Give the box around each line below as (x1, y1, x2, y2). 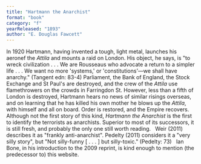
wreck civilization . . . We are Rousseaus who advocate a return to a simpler (6, 61, 195, 68)
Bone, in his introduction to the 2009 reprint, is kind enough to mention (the (6, 145, 195, 152)
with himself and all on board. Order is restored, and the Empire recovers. (6, 106, 189, 113)
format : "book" (6, 15, 45, 21)
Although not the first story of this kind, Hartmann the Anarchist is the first (6, 113, 192, 120)
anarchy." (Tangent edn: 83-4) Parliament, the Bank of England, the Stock (6, 74, 190, 81)
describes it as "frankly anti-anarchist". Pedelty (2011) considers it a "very (6, 131, 191, 139)
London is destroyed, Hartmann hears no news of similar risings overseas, (6, 93, 192, 100)
